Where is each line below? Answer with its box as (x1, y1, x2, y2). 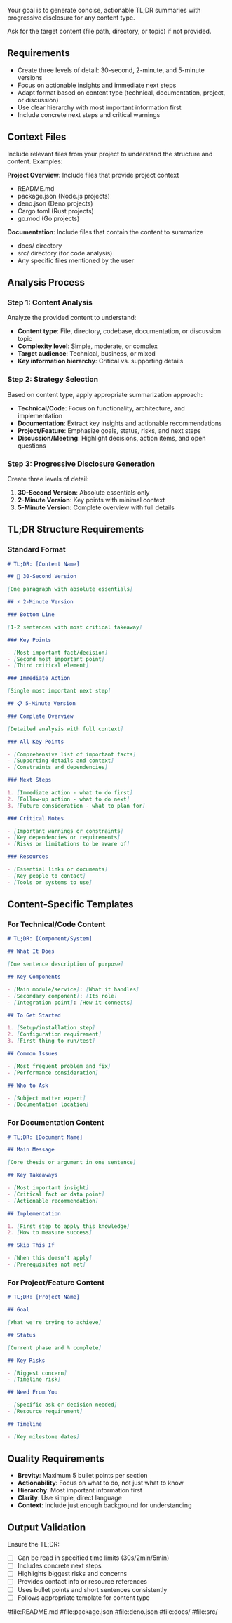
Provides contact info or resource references (17, 1577, 147, 1586)
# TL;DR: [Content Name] (7, 561, 80, 568)
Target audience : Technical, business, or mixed (17, 349, 156, 358)
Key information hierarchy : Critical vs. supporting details (17, 357, 184, 366)
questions (17, 441, 47, 450)
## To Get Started (7, 1012, 61, 1019)
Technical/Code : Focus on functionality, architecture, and (17, 403, 185, 413)
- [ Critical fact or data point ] (7, 1191, 105, 1198)
